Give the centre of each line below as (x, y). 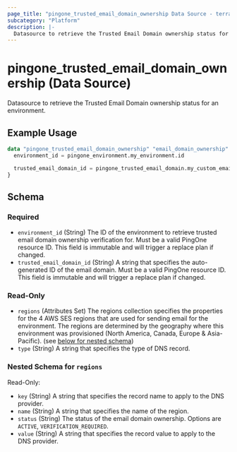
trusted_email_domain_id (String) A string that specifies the (104, 263)
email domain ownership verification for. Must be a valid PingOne (112, 240)
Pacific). (30, 341)
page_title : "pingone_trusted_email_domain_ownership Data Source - (110, 14)
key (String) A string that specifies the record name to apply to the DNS (121, 395)
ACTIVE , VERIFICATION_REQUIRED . (63, 426)
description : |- (31, 27)
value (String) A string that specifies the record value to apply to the (116, 433)
